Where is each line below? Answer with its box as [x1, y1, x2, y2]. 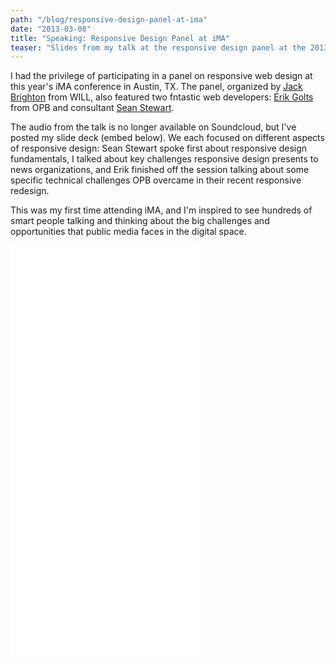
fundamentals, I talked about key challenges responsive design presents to [10, 153, 319, 165]
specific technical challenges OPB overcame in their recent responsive [10, 174, 302, 186]
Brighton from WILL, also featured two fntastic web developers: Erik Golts [10, 91, 314, 103]
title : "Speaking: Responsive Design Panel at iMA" [10, 33, 230, 43]
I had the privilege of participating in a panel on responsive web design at [10, 70, 313, 82]
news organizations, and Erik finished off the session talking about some [10, 164, 310, 176]
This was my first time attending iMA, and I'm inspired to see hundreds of [10, 204, 313, 216]
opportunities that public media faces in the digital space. [10, 226, 247, 238]
